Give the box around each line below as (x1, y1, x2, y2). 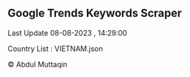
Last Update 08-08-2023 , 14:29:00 (7, 28, 127, 37)
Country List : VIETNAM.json (7, 44, 103, 53)
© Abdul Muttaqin (7, 59, 68, 69)
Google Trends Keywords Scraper (7, 6, 182, 20)
